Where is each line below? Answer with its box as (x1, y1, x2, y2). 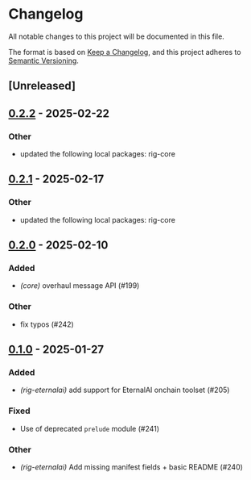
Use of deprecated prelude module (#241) (19, 424, 159, 433)
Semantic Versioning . (8, 56, 79, 65)
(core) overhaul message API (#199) (19, 281, 140, 290)
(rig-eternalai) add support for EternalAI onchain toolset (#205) (19, 385, 230, 395)
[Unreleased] (8, 79, 76, 93)
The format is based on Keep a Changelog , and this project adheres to (8, 47, 241, 56)
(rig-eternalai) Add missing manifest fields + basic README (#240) (19, 461, 244, 472)
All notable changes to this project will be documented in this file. (8, 31, 225, 41)
